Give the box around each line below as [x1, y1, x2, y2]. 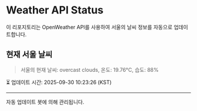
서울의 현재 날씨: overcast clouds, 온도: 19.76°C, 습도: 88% [20, 66, 159, 73]
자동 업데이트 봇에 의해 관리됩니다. [6, 98, 84, 105]
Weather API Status [6, 4, 104, 17]
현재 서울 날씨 [6, 50, 53, 60]
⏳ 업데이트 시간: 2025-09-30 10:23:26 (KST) [6, 78, 112, 85]
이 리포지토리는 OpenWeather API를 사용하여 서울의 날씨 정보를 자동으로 [6, 23, 173, 30]
